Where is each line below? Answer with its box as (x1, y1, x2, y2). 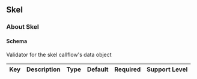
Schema (6, 37, 28, 44)
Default (86, 65, 109, 74)
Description (26, 65, 61, 74)
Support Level (146, 65, 188, 74)
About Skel (6, 23, 39, 31)
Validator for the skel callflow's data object (6, 51, 112, 58)
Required (114, 65, 141, 74)
